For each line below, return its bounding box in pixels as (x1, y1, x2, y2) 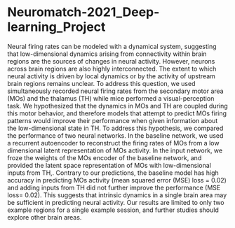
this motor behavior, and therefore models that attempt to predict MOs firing (7, 109, 227, 117)
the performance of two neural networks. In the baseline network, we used (7, 131, 224, 140)
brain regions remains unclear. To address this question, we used (7, 79, 196, 87)
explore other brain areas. (7, 213, 82, 221)
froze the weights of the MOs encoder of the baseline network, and (7, 153, 202, 162)
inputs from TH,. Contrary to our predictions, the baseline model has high (7, 169, 219, 177)
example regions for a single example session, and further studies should (7, 206, 220, 214)
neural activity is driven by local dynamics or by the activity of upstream (7, 71, 216, 80)
